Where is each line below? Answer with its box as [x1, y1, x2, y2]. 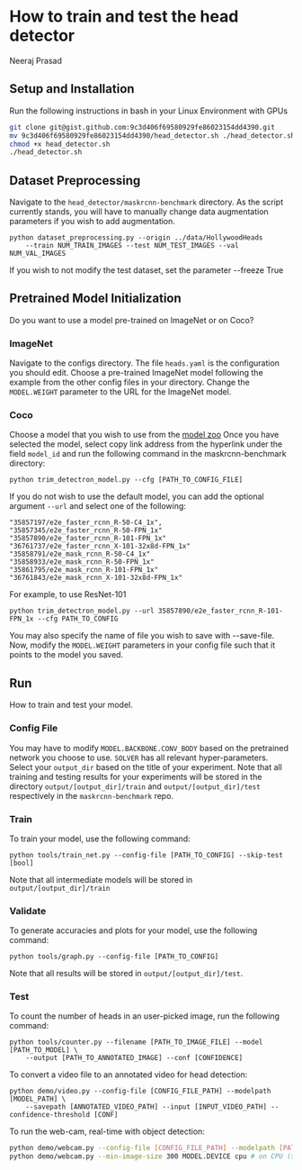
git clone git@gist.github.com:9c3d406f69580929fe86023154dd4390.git [9, 122, 276, 132]
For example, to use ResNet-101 [9, 589, 127, 600]
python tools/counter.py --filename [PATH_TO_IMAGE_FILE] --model [9, 1038, 263, 1047]
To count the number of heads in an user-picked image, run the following [9, 1011, 280, 1021]
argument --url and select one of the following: [9, 501, 187, 512]
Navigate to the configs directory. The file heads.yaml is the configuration [9, 358, 280, 368]
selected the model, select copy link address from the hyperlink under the [9, 439, 283, 449]
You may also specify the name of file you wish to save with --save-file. [9, 630, 275, 641]
